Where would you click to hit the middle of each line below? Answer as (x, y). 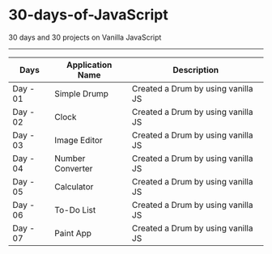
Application (89, 65)
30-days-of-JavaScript (88, 15)
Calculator (74, 186)
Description (196, 70)
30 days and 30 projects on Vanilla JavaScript (85, 37)
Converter (74, 168)
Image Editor (79, 140)
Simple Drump (82, 93)
